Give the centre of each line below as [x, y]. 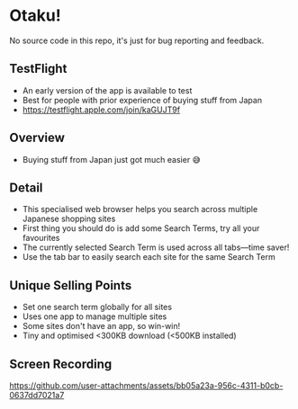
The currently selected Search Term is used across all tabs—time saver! [156, 247]
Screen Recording [61, 364]
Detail [26, 187]
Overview [37, 138]
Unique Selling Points [71, 285]
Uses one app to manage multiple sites [95, 316]
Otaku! [35, 16]
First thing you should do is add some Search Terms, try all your [141, 228]
